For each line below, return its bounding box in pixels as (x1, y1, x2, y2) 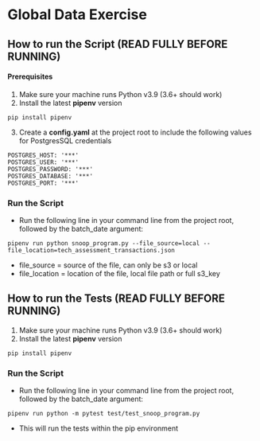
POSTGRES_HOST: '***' (7, 151, 80, 159)
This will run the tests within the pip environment (18, 423, 179, 433)
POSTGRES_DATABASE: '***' (7, 172, 93, 180)
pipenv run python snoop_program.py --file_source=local (7, 240, 200, 248)
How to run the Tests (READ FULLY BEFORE (7, 292, 226, 306)
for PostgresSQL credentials (18, 135, 112, 145)
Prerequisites (7, 72, 53, 81)
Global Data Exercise (7, 6, 148, 24)
